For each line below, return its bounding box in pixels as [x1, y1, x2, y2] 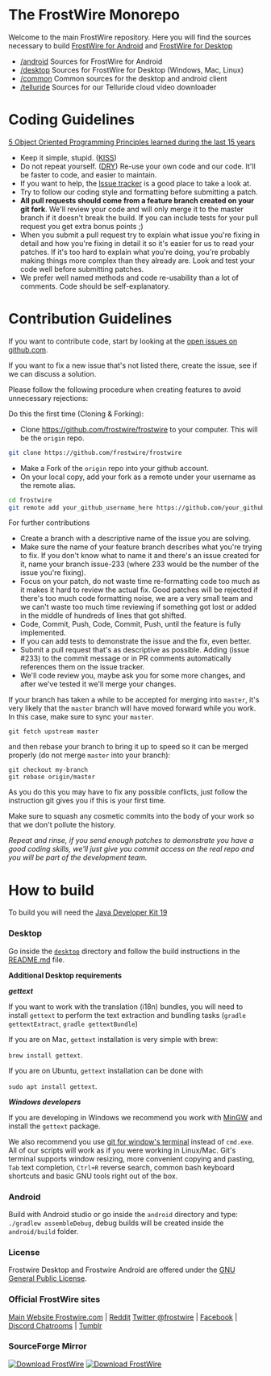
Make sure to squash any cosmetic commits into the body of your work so [8, 811, 255, 821]
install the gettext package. [8, 1121, 101, 1131]
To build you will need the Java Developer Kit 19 [8, 907, 168, 917]
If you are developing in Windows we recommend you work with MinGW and [8, 1112, 263, 1122]
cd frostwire [8, 496, 52, 504]
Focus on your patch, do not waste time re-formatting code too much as [19, 577, 261, 586]
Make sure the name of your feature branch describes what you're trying [19, 542, 263, 552]
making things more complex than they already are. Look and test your [19, 256, 256, 265]
